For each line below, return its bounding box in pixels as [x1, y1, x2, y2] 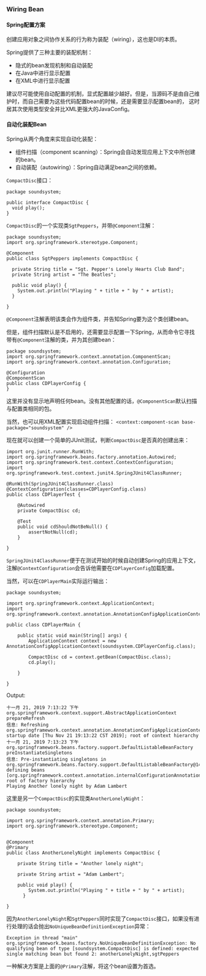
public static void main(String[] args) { [17, 633, 128, 639]
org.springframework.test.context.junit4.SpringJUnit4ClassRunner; [6, 470, 183, 476]
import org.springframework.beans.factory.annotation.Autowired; [6, 454, 177, 460]
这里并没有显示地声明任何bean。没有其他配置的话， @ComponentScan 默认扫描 [6, 397, 197, 405]
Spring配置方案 [6, 21, 46, 28]
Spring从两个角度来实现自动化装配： [6, 135, 99, 143]
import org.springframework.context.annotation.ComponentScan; [6, 354, 172, 360]
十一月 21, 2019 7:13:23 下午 [6, 739, 79, 745]
